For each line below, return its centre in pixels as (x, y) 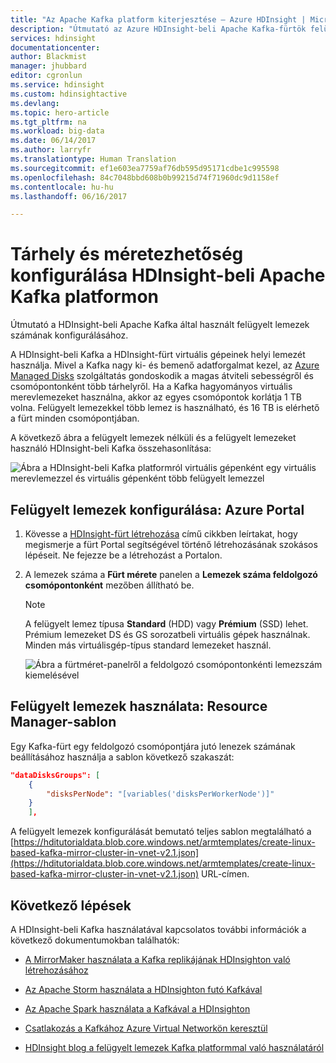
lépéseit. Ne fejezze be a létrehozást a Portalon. (123, 555)
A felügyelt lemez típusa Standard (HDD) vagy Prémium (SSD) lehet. (166, 624)
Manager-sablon (63, 722)
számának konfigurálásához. (69, 335)
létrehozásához (56, 970)
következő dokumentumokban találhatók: (95, 940)
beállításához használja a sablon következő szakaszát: (122, 757)
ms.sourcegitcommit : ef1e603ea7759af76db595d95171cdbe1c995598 (145, 168)
